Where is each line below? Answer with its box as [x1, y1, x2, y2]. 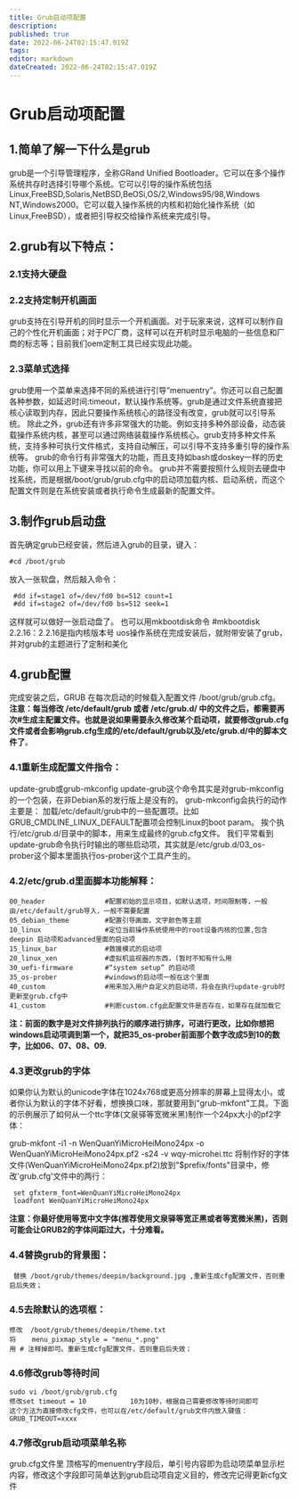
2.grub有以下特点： [9, 239, 118, 254]
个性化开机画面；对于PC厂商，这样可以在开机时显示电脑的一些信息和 [24, 327, 278, 338]
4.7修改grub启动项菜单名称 [9, 1437, 126, 1449]
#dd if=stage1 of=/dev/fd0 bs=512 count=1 [12, 591, 173, 600]
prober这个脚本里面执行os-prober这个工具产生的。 [9, 850, 196, 861]
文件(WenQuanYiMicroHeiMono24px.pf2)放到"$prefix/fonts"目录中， [9, 1160, 262, 1171]
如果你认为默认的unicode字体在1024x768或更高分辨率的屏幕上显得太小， [9, 1087, 278, 1098]
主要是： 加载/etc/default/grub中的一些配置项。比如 [9, 805, 199, 816]
